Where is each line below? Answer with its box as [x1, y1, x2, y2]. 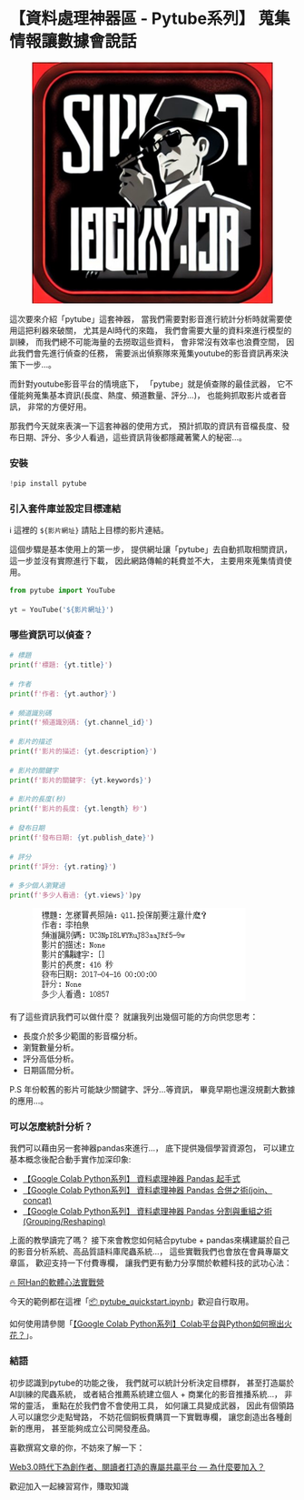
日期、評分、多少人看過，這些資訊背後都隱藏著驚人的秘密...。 [16, 431, 248, 442]
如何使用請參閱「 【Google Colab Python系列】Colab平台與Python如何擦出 [9, 1318, 285, 1329]
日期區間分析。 [22, 1065, 79, 1076]
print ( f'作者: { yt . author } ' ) [9, 689, 117, 699]
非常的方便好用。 [26, 401, 92, 412]
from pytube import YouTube [9, 586, 116, 596]
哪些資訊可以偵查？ [9, 629, 93, 641]
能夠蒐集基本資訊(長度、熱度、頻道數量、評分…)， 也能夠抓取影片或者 [16, 389, 279, 400]
